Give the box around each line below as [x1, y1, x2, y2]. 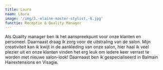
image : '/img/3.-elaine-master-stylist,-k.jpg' [5, 16, 104, 21]
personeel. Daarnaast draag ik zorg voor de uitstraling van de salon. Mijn [5, 39, 151, 45]
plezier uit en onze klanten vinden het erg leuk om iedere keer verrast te [5, 49, 149, 55]
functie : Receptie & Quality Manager [5, 20, 82, 26]
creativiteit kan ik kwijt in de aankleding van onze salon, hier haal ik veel [5, 44, 149, 50]
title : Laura [5, 7, 32, 12]
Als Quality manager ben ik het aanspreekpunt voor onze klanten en [5, 34, 141, 40]
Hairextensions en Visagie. [5, 59, 58, 65]
